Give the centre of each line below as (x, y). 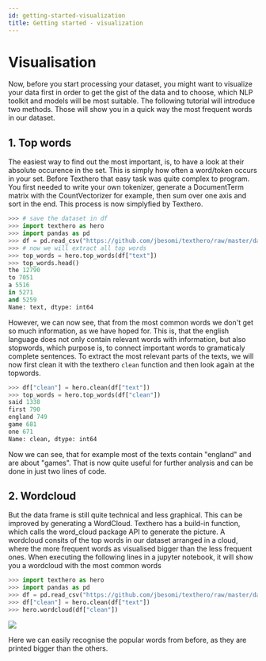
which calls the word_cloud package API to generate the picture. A (117, 532)
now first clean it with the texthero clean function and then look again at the (131, 364)
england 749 (28, 417)
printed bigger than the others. (58, 648)
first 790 (25, 409)
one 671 (21, 432)
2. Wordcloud (42, 496)
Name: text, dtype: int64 (51, 307)
